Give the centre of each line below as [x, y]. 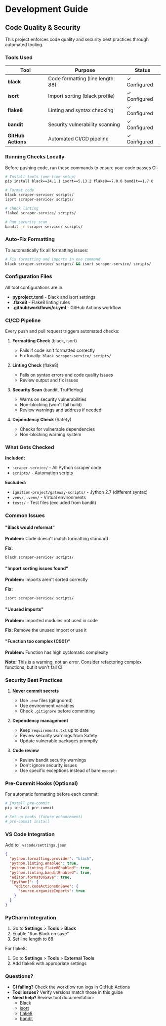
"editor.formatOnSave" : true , [41, 877]
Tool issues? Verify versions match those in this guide [67, 992]
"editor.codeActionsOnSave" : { [46, 887]
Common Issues [25, 515]
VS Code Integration [30, 834]
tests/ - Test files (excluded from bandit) [54, 503]
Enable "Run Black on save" [41, 934]
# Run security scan [26, 222]
